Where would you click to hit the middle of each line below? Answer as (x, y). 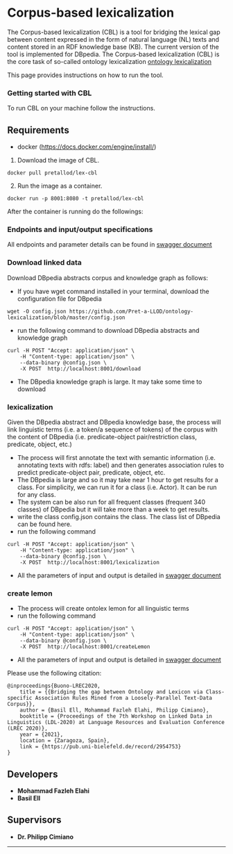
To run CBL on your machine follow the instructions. (81, 108)
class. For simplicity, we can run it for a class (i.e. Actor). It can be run (117, 487)
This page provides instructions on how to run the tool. (86, 75)
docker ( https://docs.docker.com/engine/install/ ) (87, 147)
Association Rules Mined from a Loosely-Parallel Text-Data (124, 698)
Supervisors (34, 820)
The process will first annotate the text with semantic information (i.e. (116, 457)
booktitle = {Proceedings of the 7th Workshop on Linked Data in (116, 716)
